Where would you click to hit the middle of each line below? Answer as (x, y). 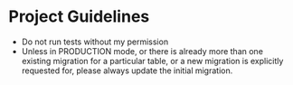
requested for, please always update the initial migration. (127, 71)
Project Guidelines (79, 17)
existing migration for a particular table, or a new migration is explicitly (152, 61)
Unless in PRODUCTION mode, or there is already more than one (142, 51)
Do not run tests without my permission (95, 42)
